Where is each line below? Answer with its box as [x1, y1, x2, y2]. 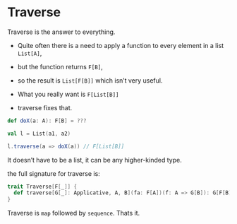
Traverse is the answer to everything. [7, 28, 116, 36]
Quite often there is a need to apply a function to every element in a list [17, 41, 224, 49]
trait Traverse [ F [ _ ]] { [7, 183, 78, 190]
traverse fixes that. [17, 103, 73, 112]
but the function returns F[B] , [17, 62, 104, 71]
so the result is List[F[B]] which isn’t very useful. [17, 76, 163, 85]
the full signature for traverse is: [7, 169, 100, 177]
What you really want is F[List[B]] [17, 90, 119, 98]
